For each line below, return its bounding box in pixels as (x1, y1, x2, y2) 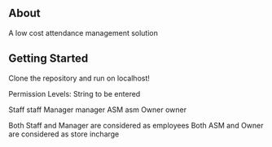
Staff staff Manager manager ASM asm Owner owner (8, 105, 187, 115)
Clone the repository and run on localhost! (8, 73, 151, 83)
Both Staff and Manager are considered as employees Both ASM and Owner (8, 120, 264, 130)
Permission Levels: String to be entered (8, 89, 141, 98)
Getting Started (8, 52, 89, 66)
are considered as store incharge (8, 129, 120, 139)
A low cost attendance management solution (8, 28, 159, 37)
